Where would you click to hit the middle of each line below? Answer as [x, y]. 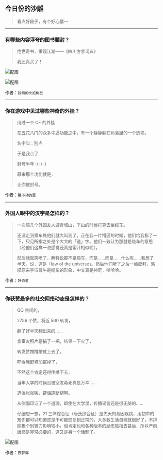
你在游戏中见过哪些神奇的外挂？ [42, 111]
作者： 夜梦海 [17, 452]
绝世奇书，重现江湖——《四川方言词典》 [57, 51]
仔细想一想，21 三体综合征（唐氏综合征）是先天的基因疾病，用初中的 [85, 414]
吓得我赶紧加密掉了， [38, 362]
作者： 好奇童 [17, 280]
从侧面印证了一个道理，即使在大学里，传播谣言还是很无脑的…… [80, 403]
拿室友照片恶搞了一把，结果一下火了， [55, 341]
